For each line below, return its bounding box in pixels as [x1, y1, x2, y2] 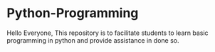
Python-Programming [6, 5, 139, 21]
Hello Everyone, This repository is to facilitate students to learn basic [6, 28, 209, 37]
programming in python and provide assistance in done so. [6, 36, 179, 44]
